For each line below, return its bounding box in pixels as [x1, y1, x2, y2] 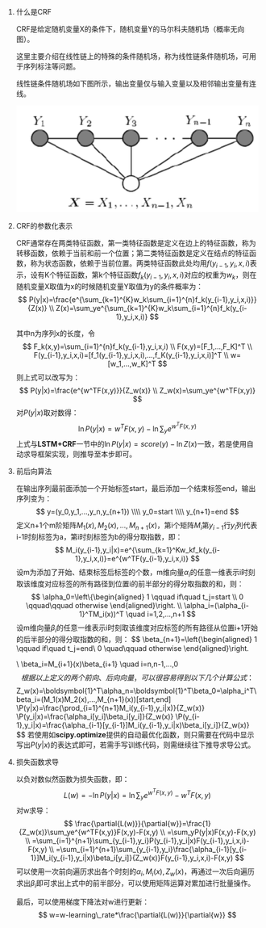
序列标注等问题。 [23, 61, 81, 71]
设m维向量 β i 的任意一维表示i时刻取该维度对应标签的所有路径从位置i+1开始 [15, 623, 259, 634]
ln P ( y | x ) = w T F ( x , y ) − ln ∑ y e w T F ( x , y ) [77, 421, 197, 435]
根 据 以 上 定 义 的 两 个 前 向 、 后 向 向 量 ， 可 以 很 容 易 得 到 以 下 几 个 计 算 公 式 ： [20, 673, 254, 682]
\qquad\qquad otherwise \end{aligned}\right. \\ [25, 600, 183, 610]
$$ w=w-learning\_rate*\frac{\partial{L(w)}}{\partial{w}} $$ [38, 909, 237, 919]
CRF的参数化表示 [15, 221, 73, 231]
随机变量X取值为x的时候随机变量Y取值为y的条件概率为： [15, 281, 204, 291]
